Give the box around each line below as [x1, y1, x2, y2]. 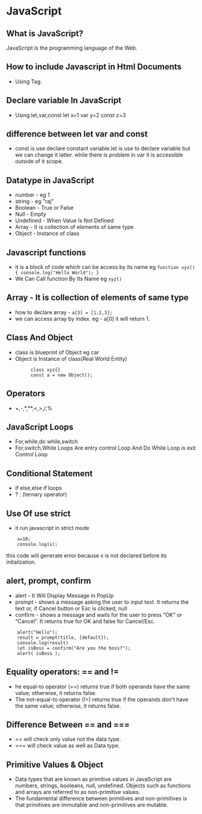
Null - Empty [14, 210, 46, 218]
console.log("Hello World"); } [21, 270, 99, 276]
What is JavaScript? [6, 28, 83, 39]
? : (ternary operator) [14, 491, 68, 498]
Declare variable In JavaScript [6, 95, 122, 106]
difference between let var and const [6, 129, 148, 140]
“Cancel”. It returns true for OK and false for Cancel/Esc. [14, 618, 156, 625]
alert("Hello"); [17, 629, 58, 635]
